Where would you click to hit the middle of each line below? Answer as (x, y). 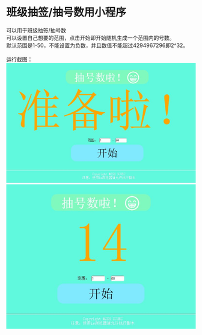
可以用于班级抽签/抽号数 (36, 30)
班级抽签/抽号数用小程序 (66, 12)
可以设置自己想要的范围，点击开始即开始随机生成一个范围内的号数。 (90, 37)
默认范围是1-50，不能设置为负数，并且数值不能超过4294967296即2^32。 (97, 45)
